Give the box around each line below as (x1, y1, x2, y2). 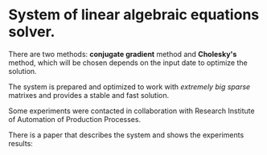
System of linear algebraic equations (8, 6, 260, 24)
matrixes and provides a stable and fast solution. (8, 90, 170, 100)
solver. (8, 22, 55, 41)
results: (8, 138, 34, 148)
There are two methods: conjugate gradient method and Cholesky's (8, 49, 237, 59)
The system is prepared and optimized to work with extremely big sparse (8, 82, 251, 92)
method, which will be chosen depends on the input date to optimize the (8, 58, 248, 67)
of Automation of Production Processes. (8, 114, 142, 124)
